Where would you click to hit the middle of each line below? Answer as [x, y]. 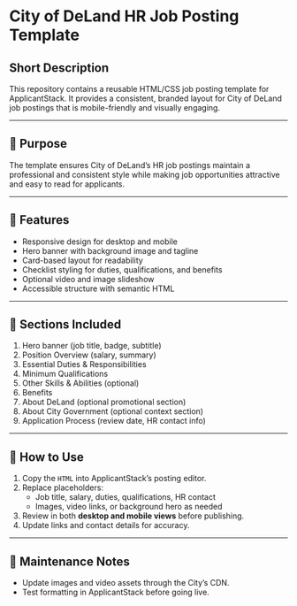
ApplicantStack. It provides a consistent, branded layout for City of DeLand [146, 98]
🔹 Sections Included [65, 325]
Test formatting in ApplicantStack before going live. [115, 592]
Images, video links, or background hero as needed [129, 507]
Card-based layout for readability [82, 260]
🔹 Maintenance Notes [70, 561]
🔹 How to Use [46, 457]
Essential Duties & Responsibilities [84, 364]
